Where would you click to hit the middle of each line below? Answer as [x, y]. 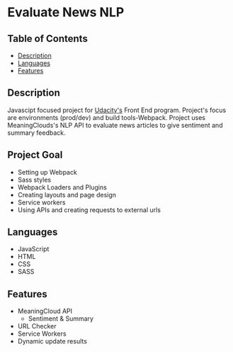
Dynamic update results [52, 341]
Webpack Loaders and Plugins [62, 187]
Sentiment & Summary [61, 319]
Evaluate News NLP [66, 12]
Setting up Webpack [47, 172]
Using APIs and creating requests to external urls [89, 209]
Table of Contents [48, 39]
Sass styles [34, 180]
